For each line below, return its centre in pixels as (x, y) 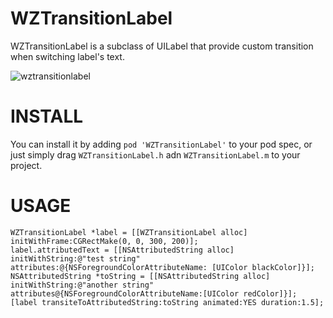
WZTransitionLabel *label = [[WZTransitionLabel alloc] (129, 232)
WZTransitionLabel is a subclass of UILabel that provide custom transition (162, 46)
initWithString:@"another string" (82, 285)
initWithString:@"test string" (75, 258)
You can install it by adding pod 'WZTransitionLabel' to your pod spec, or (161, 144)
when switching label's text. (67, 56)
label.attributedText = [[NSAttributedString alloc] (122, 250)
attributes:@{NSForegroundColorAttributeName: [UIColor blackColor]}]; (162, 267)
